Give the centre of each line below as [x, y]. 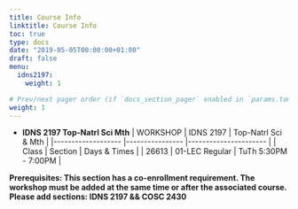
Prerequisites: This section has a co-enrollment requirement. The [132, 178]
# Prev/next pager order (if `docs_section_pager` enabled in [126, 99]
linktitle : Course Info [53, 26]
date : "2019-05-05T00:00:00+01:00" [75, 50]
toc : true [27, 34]
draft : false [33, 58]
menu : [19, 67]
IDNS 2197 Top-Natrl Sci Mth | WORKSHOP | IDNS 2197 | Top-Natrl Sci [152, 133]
